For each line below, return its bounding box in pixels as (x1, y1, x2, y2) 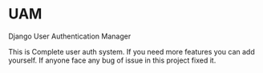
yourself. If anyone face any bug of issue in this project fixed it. (8, 55, 216, 65)
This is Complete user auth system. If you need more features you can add (8, 47, 255, 56)
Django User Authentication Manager (8, 31, 131, 41)
